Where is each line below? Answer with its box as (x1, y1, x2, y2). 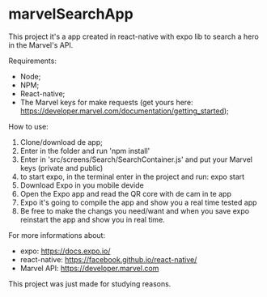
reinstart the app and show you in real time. (19, 214, 166, 224)
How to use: (8, 121, 49, 131)
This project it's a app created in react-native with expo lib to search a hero (8, 32, 259, 41)
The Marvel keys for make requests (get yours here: (19, 97, 193, 107)
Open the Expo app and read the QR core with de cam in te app (19, 189, 232, 198)
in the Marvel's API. (8, 40, 74, 49)
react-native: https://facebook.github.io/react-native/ (19, 254, 197, 264)
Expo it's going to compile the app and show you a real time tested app (19, 197, 257, 207)
